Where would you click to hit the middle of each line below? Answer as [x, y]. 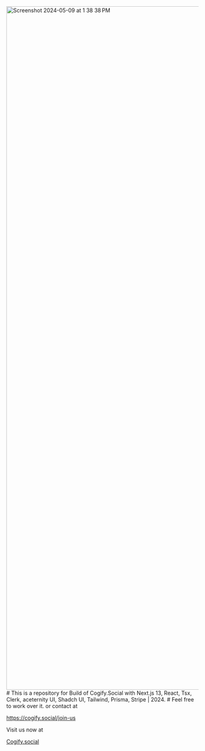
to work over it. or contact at [42, 706]
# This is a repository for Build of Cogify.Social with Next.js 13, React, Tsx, [99, 693]
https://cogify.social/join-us [41, 718]
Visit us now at [25, 730]
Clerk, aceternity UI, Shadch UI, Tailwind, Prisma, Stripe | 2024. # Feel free [100, 699]
